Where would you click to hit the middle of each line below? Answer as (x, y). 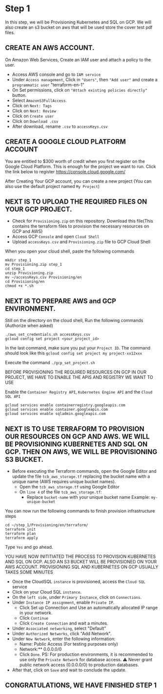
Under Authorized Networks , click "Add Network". (62, 634)
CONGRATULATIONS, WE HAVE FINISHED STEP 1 (81, 685)
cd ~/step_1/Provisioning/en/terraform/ (47, 525)
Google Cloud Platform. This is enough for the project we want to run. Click (81, 166)
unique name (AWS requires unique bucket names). (64, 482)
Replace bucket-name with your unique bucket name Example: (88, 497)
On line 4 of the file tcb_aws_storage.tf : (61, 492)
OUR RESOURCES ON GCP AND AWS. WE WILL (77, 436)
